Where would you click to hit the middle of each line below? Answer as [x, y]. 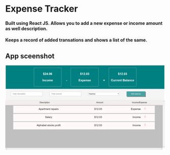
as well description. [26, 28]
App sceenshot [30, 56]
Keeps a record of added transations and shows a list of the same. [76, 40]
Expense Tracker [42, 9]
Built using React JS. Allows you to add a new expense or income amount [84, 23]
